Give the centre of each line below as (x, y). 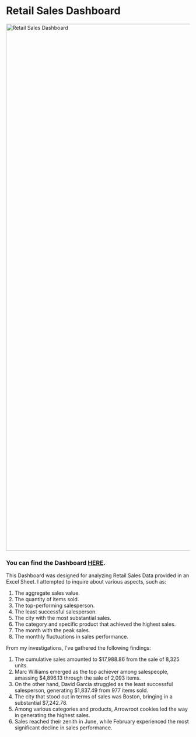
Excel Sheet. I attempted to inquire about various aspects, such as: (86, 582)
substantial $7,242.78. (41, 703)
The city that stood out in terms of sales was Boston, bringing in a (94, 697)
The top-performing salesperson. (55, 606)
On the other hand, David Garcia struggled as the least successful (94, 684)
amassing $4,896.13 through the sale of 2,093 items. (78, 678)
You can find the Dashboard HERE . (56, 563)
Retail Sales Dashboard (63, 11)
